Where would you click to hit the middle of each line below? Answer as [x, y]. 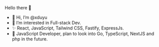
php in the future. [30, 39]
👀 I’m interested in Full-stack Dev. [46, 23]
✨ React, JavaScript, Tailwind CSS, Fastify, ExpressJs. [68, 28]
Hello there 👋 [18, 8]
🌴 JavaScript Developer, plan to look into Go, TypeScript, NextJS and [83, 33]
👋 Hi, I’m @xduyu [29, 17]
